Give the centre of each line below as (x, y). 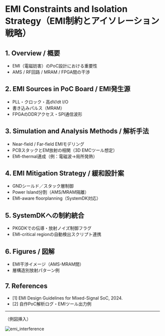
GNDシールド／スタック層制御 (43, 186)
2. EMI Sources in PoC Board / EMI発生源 (68, 89)
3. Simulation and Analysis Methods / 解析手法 (77, 131)
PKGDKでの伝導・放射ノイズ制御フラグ (52, 228)
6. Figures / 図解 (30, 252)
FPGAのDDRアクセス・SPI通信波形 (47, 114)
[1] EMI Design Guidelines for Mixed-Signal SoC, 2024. (67, 298)
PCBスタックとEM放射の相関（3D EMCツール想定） (65, 150)
